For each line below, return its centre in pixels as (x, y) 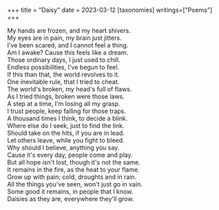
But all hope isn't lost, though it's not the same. (74, 162)
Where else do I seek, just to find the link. (66, 126)
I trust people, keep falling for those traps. (66, 111)
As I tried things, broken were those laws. (66, 96)
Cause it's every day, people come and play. (70, 155)
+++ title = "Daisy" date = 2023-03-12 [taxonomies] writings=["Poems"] (110, 10)
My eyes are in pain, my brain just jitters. (64, 38)
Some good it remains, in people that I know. (70, 191)
